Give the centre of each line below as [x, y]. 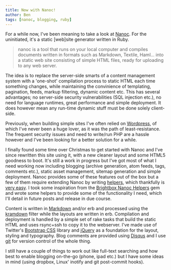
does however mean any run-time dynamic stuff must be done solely [78, 108]
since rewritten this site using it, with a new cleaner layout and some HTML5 [86, 155]
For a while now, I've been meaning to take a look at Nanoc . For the [76, 34]
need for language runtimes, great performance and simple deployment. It [83, 103]
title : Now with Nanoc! [31, 10]
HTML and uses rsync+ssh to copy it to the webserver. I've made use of [81, 225]
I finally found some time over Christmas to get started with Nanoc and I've [84, 150]
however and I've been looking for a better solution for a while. [71, 140]
